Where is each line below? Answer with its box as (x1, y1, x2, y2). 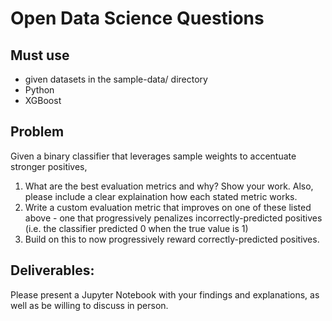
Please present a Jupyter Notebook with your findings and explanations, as (10, 288, 320, 301)
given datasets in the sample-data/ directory (24, 73, 208, 85)
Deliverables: (10, 262, 95, 279)
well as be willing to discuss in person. (10, 299, 169, 311)
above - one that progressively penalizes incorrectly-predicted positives (24, 212, 323, 224)
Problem (10, 123, 65, 141)
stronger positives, (10, 160, 88, 172)
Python (24, 84, 55, 96)
